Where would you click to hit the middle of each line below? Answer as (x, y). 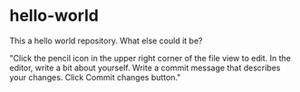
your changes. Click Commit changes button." (95, 77)
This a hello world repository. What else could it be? (106, 41)
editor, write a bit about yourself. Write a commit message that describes (145, 68)
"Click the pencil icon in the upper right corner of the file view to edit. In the (150, 58)
